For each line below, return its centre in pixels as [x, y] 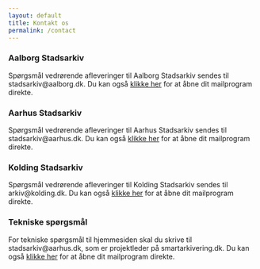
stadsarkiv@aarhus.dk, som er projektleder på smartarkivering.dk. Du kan [129, 248]
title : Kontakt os [38, 23]
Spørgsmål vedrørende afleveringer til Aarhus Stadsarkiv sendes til [118, 130]
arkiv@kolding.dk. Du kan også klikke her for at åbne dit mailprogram [121, 193]
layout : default [35, 15]
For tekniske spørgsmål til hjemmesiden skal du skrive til [100, 240]
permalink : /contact [42, 30]
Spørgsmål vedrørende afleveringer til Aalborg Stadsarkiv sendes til [119, 75]
